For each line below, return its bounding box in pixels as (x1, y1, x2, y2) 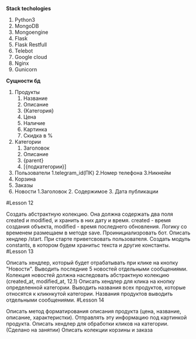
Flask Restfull (14, 41, 47, 48)
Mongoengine (14, 29, 49, 36)
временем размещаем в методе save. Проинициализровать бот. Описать (6, 229, 191, 236)
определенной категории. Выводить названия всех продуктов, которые (6, 284, 186, 291)
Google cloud (14, 54, 47, 60)
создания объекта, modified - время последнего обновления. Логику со (6, 223, 187, 230)
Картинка (23, 126, 48, 133)
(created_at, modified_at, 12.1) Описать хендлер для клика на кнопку (6, 278, 176, 285)
